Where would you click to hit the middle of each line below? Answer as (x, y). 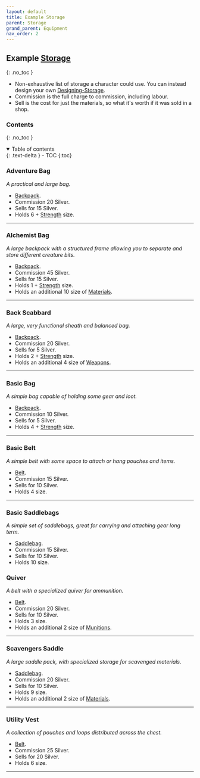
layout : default (26, 12)
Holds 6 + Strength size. (44, 214)
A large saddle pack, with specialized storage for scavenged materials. (94, 661)
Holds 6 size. (31, 763)
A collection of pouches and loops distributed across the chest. (84, 732)
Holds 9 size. (31, 692)
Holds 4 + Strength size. (45, 427)
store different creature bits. (41, 254)
